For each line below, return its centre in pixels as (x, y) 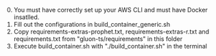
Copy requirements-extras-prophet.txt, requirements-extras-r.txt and (111, 31)
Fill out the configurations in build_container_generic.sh (92, 24)
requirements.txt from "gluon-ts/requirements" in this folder (98, 39)
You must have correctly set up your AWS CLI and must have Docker (110, 10)
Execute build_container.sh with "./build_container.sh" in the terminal (110, 46)
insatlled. (26, 17)
